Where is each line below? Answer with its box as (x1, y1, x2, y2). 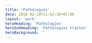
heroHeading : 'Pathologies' (5, 21, 64, 26)
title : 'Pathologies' (5, 7, 50, 12)
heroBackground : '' (5, 30, 46, 35)
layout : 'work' (5, 16, 37, 21)
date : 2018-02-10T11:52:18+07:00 (5, 12, 75, 17)
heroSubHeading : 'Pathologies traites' (5, 26, 88, 31)
